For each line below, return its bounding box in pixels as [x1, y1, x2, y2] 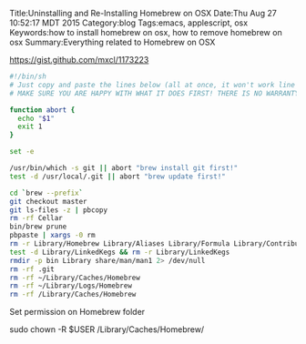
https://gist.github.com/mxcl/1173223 [9, 55, 149, 65]
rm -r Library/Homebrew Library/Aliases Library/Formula [9, 239, 230, 248]
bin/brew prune [9, 222, 67, 231]
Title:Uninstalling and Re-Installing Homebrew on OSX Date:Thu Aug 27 [9, 8, 278, 18]
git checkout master [9, 197, 88, 206]
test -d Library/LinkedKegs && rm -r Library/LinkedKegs [9, 248, 230, 257]
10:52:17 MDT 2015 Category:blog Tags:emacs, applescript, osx [9, 17, 249, 28]
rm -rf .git [9, 264, 55, 274]
